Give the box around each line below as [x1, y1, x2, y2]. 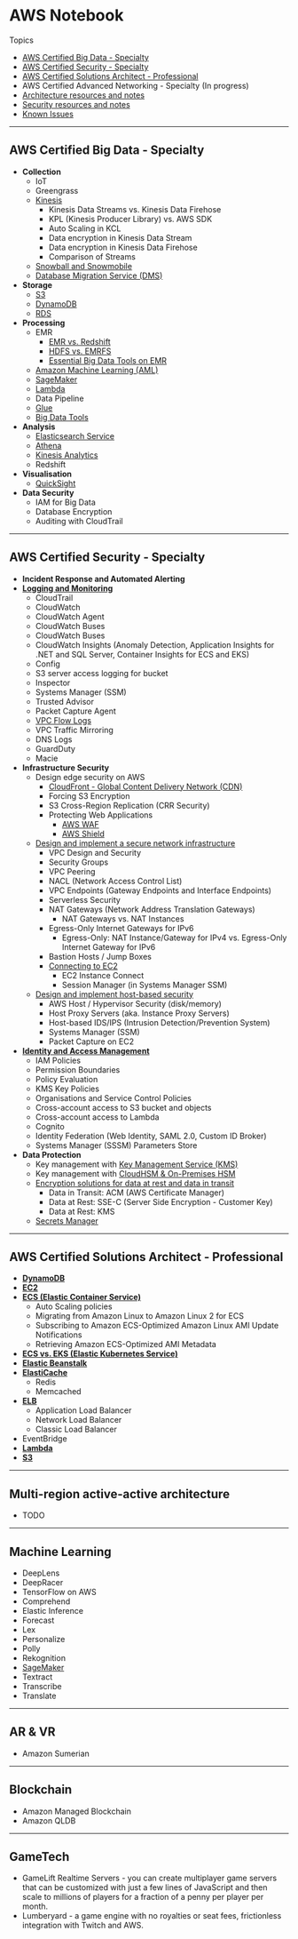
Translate [21, 1690, 57, 1701]
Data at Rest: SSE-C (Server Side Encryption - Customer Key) [48, 1196, 273, 1207]
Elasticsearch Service [35, 430, 115, 441]
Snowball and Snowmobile [35, 260, 133, 271]
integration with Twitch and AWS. [21, 1920, 144, 1931]
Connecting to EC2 [48, 961, 118, 971]
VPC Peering [48, 866, 96, 876]
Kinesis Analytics [35, 450, 98, 460]
